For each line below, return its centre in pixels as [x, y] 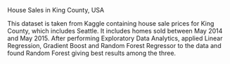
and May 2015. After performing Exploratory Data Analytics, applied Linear [115, 38]
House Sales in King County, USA [56, 10]
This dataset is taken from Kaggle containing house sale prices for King [111, 23]
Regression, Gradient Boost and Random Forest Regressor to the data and [114, 46]
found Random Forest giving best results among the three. [92, 53]
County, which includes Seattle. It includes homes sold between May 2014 [115, 31]
